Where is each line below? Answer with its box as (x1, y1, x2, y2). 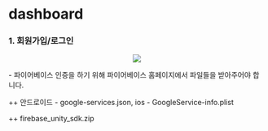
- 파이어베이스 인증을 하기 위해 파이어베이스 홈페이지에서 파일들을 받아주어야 (8, 70, 251, 80)
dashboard (8, 5, 84, 23)
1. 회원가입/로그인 (8, 36, 74, 47)
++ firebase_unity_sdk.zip (8, 114, 95, 124)
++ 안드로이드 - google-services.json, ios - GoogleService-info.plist (8, 98, 234, 108)
